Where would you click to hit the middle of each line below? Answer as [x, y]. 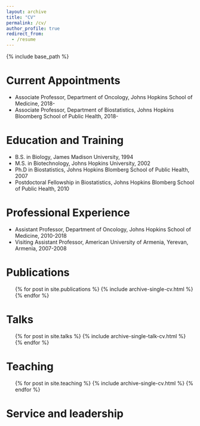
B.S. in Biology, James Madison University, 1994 [74, 157]
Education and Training [65, 140]
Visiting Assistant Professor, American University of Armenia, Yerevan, [101, 242]
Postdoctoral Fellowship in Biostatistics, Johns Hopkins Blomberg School [104, 182]
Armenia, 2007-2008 [41, 248]
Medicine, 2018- [35, 103]
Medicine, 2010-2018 [41, 235]
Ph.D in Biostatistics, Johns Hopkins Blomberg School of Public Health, [102, 169]
